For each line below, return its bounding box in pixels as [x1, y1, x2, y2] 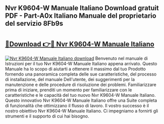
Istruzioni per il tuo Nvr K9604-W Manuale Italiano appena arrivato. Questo [5, 61, 158, 66]
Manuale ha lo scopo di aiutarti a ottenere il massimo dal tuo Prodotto [5, 66, 146, 72]
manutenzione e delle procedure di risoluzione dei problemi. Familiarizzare [5, 82, 157, 87]
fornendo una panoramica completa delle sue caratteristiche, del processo [5, 71, 157, 77]
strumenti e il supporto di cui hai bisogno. [5, 113, 90, 119]
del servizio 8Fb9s [5, 19, 64, 28]
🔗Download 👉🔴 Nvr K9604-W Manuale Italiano [5, 40, 155, 48]
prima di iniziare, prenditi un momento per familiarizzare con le [5, 87, 132, 93]
